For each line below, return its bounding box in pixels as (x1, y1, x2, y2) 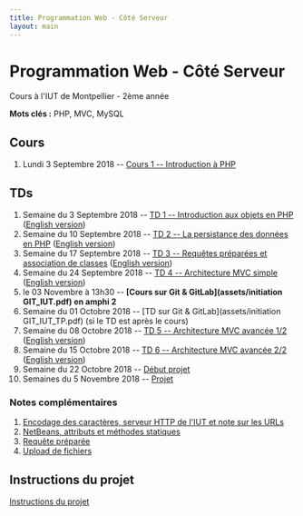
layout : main (9, 22, 59, 31)
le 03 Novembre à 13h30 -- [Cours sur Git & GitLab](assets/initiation (22, 287, 283, 298)
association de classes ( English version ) (22, 258, 173, 269)
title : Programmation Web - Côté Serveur (9, 13, 169, 23)
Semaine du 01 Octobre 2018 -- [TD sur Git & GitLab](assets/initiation (22, 306, 281, 317)
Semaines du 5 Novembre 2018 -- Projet (22, 373, 174, 384)
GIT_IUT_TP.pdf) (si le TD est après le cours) (22, 315, 189, 327)
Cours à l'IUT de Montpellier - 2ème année (9, 91, 170, 102)
